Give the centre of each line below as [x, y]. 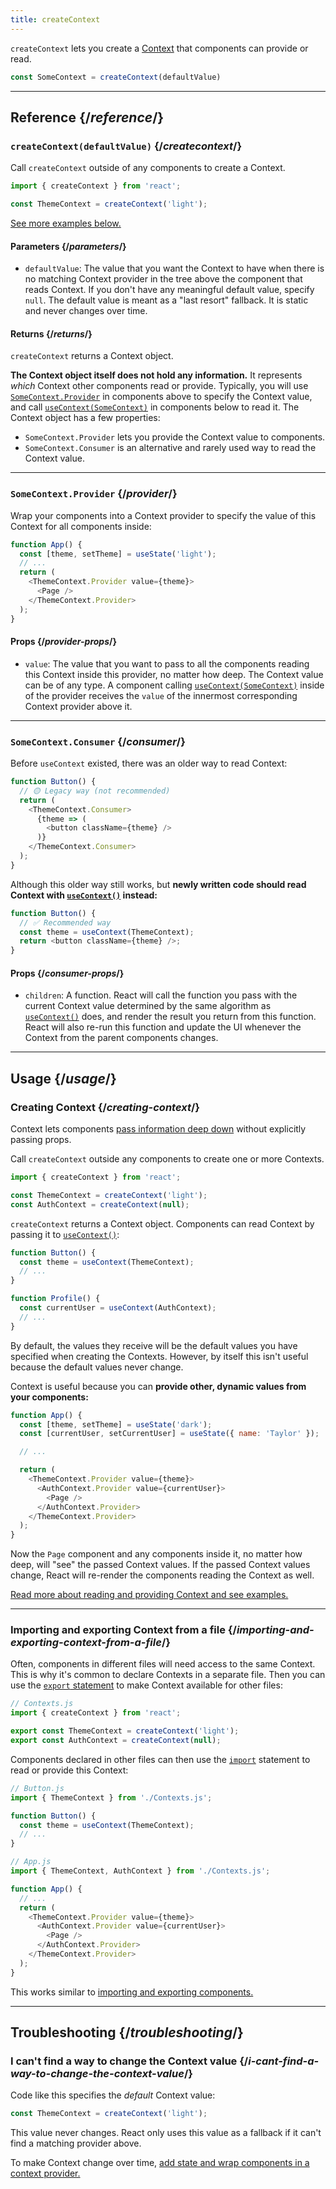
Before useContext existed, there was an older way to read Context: [149, 763]
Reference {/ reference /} [87, 117]
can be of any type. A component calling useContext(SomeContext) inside [174, 685]
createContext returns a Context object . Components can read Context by [162, 1223]
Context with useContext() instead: [84, 895]
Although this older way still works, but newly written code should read [158, 884]
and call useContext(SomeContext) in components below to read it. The [155, 407]
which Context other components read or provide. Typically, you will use [159, 386]
